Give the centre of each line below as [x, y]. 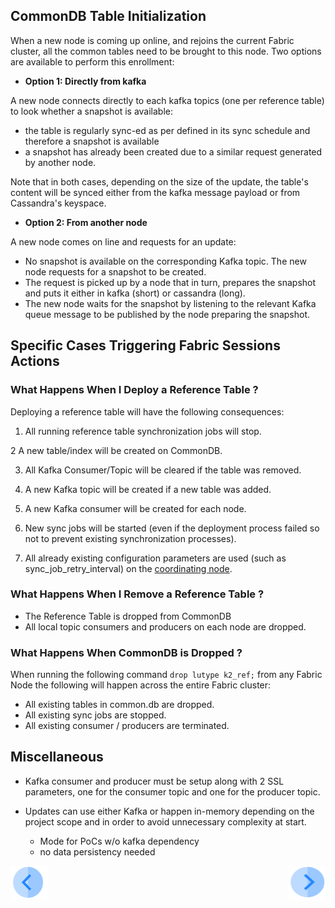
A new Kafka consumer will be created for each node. [135, 508]
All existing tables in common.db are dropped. [119, 705]
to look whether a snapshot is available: [92, 111]
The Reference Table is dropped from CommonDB [128, 616]
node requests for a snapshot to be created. [115, 271]
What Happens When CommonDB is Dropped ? [126, 652]
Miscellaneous [57, 757]
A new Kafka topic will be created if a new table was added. [148, 489]
